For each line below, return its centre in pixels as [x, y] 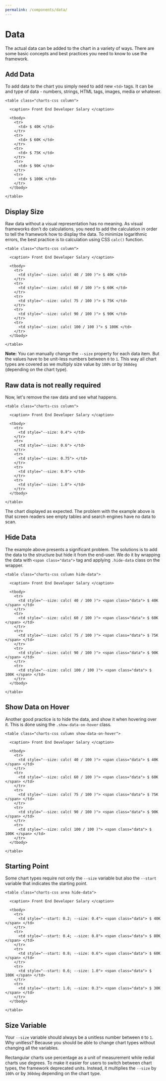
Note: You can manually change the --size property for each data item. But [82, 354]
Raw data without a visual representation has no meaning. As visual [74, 224]
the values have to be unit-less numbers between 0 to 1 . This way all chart [81, 359]
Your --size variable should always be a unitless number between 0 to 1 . [79, 1037]
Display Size [25, 212]
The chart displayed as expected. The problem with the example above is [80, 511]
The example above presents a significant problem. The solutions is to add [81, 549]
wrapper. [14, 565]
